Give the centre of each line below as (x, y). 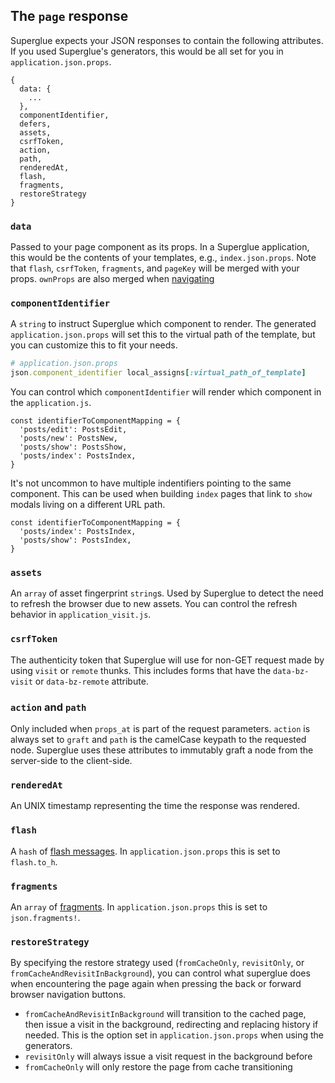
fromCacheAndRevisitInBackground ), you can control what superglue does (160, 973)
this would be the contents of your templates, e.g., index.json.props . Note (163, 258)
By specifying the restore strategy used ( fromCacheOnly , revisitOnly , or (157, 963)
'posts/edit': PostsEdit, (73, 430)
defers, (35, 124)
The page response (69, 16)
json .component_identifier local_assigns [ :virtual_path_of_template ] (158, 373)
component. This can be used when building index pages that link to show (161, 494)
